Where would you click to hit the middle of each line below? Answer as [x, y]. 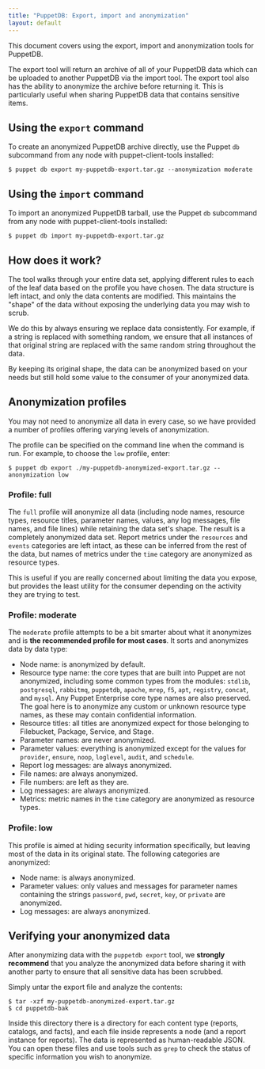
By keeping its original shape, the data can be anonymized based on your [128, 368]
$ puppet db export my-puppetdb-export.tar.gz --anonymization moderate [131, 170]
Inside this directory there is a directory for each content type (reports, [123, 1023]
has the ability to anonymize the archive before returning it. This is [116, 86]
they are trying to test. [44, 595]
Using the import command [76, 194]
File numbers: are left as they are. [74, 782]
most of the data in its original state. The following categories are [114, 854]
